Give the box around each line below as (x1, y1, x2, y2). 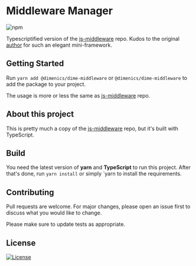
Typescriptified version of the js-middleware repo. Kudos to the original (6, 35, 180, 42)
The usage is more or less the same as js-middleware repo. (6, 92, 151, 99)
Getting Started (6, 59, 64, 69)
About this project (6, 109, 74, 119)
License (6, 238, 36, 248)
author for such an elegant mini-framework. (6, 41, 112, 48)
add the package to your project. (6, 80, 86, 87)
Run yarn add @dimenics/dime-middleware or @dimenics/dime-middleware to (6, 74, 188, 81)
